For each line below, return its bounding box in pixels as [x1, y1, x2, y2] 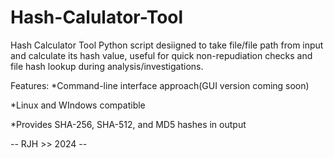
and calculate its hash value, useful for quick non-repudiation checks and [10, 49, 313, 61]
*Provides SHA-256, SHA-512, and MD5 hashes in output [10, 118, 247, 130]
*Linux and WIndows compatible [10, 99, 146, 111]
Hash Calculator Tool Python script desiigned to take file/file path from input [10, 39, 324, 51]
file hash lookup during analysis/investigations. [10, 60, 204, 72]
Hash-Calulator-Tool [10, 6, 184, 29]
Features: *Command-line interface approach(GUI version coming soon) [10, 79, 310, 91]
